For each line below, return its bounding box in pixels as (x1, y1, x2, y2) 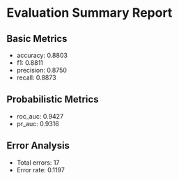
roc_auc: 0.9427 (16, 112, 64, 120)
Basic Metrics (6, 33, 68, 45)
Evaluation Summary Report (6, 5, 173, 21)
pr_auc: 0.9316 (16, 119, 60, 128)
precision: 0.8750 (16, 66, 68, 74)
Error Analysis (6, 140, 70, 151)
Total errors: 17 (16, 158, 60, 167)
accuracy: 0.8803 (16, 51, 68, 59)
